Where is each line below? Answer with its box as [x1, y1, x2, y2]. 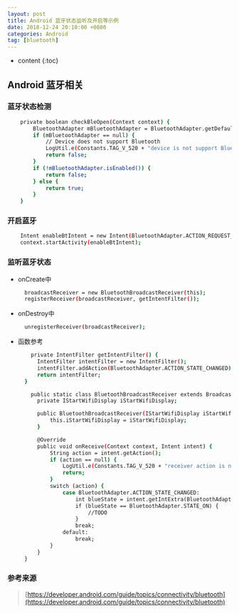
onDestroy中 [17, 309, 55, 318]
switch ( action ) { [49, 483, 105, 490]
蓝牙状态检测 [7, 102, 52, 112]
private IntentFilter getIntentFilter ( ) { [31, 351, 159, 359]
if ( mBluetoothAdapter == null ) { [33, 132, 135, 139]
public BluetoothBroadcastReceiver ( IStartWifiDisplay [36, 410, 200, 417]
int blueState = [75, 496, 124, 503]
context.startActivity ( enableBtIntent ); [20, 239, 142, 246]
